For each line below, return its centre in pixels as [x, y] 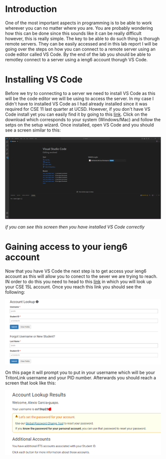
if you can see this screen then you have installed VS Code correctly [75, 227]
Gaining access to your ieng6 [66, 247]
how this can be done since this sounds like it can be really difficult [73, 33]
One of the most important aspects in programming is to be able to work [79, 23]
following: [15, 292]
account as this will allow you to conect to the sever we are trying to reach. [81, 276]
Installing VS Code [44, 80]
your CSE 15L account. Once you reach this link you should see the [73, 287]
